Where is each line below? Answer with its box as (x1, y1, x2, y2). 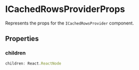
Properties (5, 34, 39, 43)
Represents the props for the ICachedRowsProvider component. (5, 20, 134, 26)
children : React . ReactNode (5, 61, 61, 66)
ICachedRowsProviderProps (5, 3, 125, 15)
